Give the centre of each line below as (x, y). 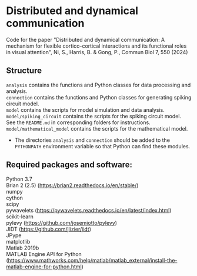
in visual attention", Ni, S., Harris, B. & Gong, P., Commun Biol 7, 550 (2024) (97, 52)
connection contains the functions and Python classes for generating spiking (99, 97)
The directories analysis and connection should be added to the (92, 140)
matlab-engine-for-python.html (44, 267)
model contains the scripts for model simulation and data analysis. (85, 109)
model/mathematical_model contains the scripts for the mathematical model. (97, 128)
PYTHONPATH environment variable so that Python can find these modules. (102, 146)
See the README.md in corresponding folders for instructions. (79, 122)
